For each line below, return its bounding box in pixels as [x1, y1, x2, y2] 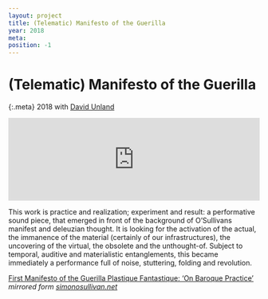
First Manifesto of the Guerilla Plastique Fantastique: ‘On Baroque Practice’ [8, 273, 254, 283]
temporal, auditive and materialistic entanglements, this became [8, 250, 219, 259]
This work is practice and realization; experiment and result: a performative [8, 207, 255, 217]
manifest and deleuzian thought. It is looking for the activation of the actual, [8, 224, 257, 234]
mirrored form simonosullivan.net [8, 282, 118, 292]
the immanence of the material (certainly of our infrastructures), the [8, 233, 231, 242]
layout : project [8, 11, 62, 20]
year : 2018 [8, 26, 45, 34]
